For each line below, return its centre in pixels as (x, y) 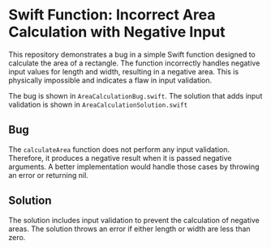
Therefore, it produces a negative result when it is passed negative (120, 158)
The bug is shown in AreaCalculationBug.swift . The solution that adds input (135, 95)
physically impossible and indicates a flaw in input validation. (110, 80)
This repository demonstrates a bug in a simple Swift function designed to (132, 54)
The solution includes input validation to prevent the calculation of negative (134, 220)
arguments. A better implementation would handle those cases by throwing (134, 167)
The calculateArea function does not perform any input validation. (119, 149)
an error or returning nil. (49, 175)
